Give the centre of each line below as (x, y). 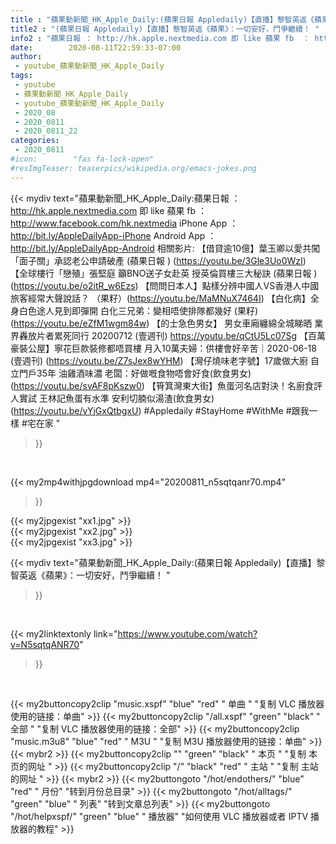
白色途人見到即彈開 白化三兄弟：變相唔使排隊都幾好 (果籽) (138, 310)
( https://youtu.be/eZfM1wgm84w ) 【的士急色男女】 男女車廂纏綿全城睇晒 (161, 323)
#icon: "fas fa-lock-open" (82, 159)
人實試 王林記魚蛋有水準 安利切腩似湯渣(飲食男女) (112, 398)
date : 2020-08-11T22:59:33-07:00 (96, 47)
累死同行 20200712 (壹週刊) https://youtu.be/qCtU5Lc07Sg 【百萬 (189, 335)
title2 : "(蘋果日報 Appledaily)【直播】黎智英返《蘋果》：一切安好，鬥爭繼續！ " (165, 29)
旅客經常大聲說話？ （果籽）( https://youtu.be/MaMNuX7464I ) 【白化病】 (160, 298)
